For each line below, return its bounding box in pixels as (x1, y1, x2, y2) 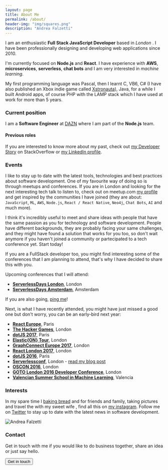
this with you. (5, 261, 33, 267)
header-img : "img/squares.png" (5, 21, 71, 27)
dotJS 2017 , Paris (12, 331, 50, 337)
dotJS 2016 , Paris (12, 353, 50, 359)
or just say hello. (5, 448, 39, 454)
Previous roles (5, 132, 36, 138)
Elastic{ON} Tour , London (12, 337, 67, 343)
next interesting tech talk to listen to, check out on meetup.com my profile (5, 189, 158, 195)
